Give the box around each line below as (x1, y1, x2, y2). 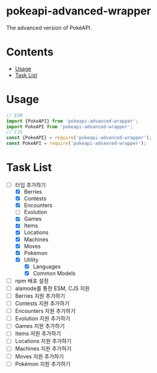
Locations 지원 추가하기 (14, 338, 72, 345)
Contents (6, 45, 54, 59)
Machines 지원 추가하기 (14, 345, 72, 353)
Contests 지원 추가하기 (14, 300, 70, 307)
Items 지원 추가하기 (14, 330, 61, 338)
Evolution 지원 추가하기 (14, 315, 70, 322)
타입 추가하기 (14, 182, 46, 188)
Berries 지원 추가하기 (14, 292, 66, 299)
